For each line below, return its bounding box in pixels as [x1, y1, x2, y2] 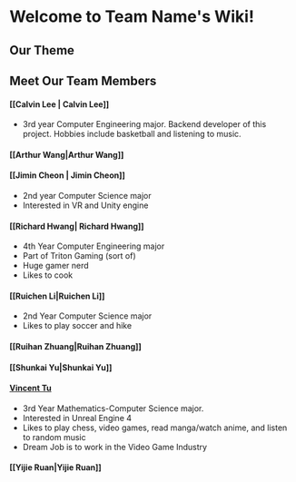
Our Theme [9, 43, 75, 58]
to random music [22, 431, 86, 442]
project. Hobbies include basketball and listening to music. [22, 129, 242, 140]
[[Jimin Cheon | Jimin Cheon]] [9, 170, 125, 181]
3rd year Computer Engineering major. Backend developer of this [22, 119, 267, 130]
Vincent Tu [9, 383, 52, 394]
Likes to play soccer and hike [22, 320, 133, 331]
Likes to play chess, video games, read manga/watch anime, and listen [22, 422, 288, 433]
